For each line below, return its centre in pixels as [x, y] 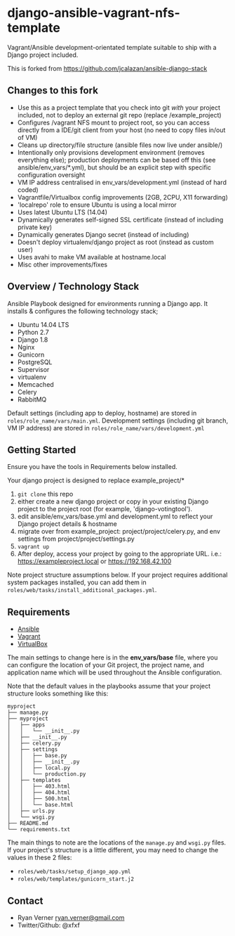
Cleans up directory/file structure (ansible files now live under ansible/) [120, 145]
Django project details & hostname [67, 524]
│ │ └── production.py [47, 774]
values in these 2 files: [40, 858]
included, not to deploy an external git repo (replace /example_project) [120, 115]
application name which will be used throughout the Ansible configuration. [115, 672]
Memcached [35, 384]
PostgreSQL [35, 362]
